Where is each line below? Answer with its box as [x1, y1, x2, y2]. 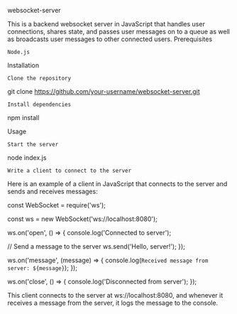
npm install [7, 114, 40, 121]
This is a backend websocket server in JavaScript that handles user [7, 20, 206, 28]
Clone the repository [7, 75, 72, 82]
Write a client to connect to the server [7, 167, 132, 174]
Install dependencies [7, 101, 72, 108]
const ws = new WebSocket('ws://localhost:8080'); [7, 215, 158, 223]
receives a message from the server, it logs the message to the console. [7, 298, 219, 307]
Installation [7, 61, 40, 70]
